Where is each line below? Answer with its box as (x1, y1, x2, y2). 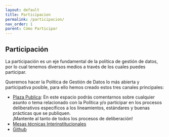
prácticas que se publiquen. (12, 110, 71, 116)
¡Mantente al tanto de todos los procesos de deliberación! (12, 115, 133, 121)
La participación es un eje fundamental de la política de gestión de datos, (5, 58, 158, 64)
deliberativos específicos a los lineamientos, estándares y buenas (12, 105, 150, 111)
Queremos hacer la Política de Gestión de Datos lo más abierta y (5, 79, 140, 85)
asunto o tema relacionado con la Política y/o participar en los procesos (12, 99, 162, 105)
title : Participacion (5, 12, 51, 17)
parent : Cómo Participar (5, 26, 58, 31)
